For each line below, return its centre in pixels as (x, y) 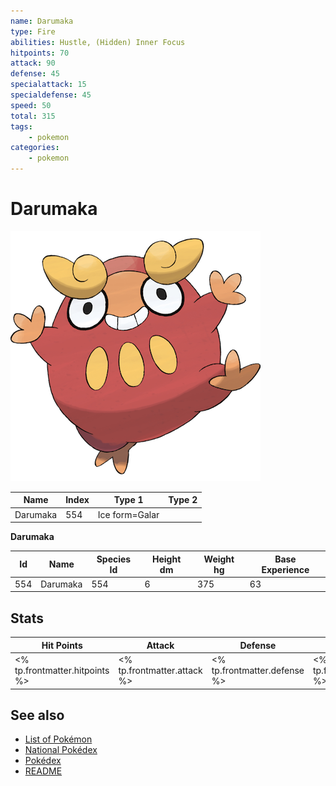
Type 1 (128, 500)
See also (37, 715)
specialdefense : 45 (51, 95)
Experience (285, 569)
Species (114, 559)
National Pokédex (61, 750)
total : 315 (33, 116)
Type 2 (183, 500)
